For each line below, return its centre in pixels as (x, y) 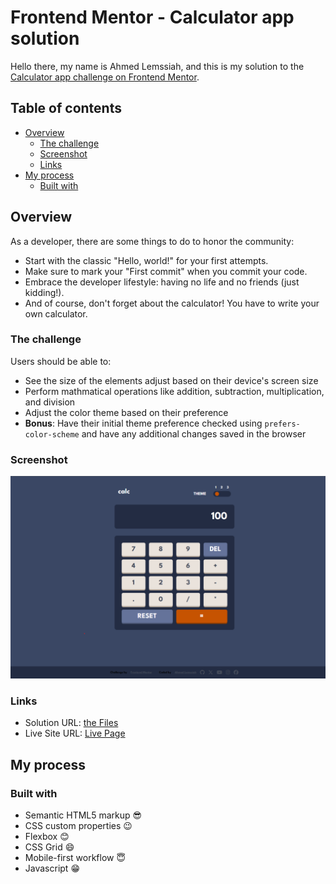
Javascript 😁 (52, 868)
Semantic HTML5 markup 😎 (83, 815)
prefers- (282, 424)
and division (50, 402)
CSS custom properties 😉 (78, 825)
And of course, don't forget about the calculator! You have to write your (172, 303)
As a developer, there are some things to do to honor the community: (152, 241)
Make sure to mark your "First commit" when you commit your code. (166, 271)
